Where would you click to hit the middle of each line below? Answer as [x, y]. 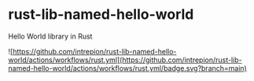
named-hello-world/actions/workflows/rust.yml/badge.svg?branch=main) [128, 68]
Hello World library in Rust [50, 36]
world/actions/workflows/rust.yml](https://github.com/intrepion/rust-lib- [125, 60]
